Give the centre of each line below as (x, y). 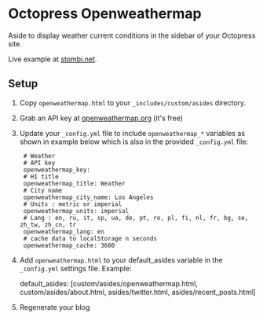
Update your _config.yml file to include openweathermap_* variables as (132, 133)
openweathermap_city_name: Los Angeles (88, 197)
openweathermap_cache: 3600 (69, 245)
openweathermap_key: (57, 170)
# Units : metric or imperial (73, 204)
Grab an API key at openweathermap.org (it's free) (101, 118)
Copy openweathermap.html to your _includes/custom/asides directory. (133, 102)
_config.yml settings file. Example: (75, 268)
